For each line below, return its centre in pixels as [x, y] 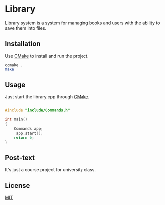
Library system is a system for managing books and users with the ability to [82, 23]
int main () [16, 119]
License [18, 185]
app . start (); [30, 133]
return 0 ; [24, 137]
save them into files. [26, 28]
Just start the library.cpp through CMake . [47, 97]
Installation [23, 44]
